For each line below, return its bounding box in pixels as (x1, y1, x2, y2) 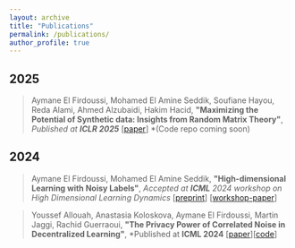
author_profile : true (9, 38, 90, 47)
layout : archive (9, 13, 70, 22)
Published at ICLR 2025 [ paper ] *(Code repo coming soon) (30, 124, 250, 134)
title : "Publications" (9, 21, 94, 30)
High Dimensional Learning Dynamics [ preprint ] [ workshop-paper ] (30, 192, 278, 202)
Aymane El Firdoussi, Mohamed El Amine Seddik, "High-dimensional (30, 173, 286, 184)
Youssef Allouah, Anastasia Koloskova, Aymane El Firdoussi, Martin (30, 210, 279, 220)
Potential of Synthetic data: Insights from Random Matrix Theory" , (30, 114, 283, 125)
